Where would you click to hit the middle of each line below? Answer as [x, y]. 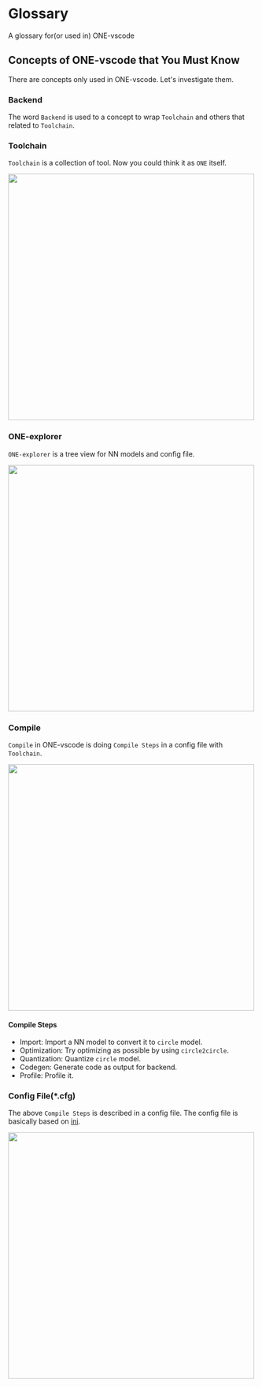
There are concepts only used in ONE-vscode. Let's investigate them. [121, 79]
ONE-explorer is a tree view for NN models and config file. [101, 453]
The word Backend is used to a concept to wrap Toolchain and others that [127, 117]
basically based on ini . [44, 1121]
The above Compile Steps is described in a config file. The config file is [123, 1113]
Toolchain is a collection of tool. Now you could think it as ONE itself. [117, 163]
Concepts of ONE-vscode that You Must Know [124, 60]
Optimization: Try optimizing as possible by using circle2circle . [124, 1050]
